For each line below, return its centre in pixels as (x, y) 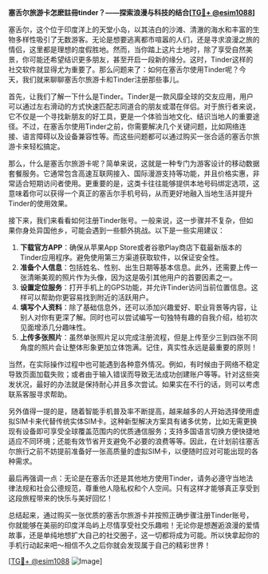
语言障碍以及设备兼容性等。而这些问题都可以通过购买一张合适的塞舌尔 (137, 136)
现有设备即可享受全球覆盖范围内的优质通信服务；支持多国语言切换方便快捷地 (134, 431)
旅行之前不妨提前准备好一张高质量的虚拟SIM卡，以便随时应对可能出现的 (133, 451)
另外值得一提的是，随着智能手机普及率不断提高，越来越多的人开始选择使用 (130, 411)
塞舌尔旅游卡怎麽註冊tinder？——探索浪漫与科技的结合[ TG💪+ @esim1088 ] (132, 12)
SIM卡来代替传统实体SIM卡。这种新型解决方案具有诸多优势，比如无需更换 (136, 421)
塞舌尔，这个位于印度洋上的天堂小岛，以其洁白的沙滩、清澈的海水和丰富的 (130, 30)
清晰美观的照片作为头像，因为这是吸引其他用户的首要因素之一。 (132, 277)
